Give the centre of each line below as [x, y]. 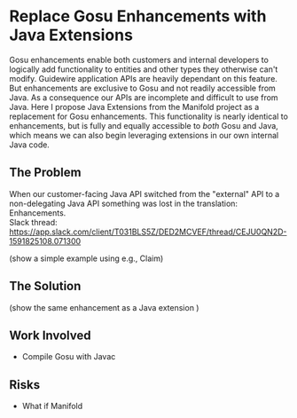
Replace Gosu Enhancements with [138, 16]
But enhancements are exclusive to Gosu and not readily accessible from [143, 88]
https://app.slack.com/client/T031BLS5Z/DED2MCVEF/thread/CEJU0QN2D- [148, 232]
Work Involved [50, 335]
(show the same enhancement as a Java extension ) [104, 307]
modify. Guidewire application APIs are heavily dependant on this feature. [143, 78]
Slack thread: [33, 222]
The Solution [45, 286]
